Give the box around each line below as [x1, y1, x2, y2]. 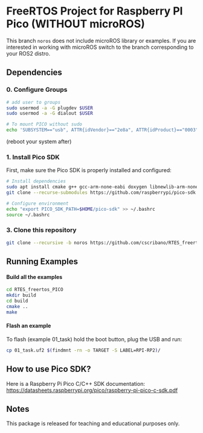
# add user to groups [6, 99, 61, 105]
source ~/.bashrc [6, 211, 50, 218]
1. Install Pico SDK [6, 153, 60, 161]
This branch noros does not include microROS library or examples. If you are [6, 37, 196, 44]
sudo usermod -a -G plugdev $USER [6, 104, 94, 111]
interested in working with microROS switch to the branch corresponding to [6, 43, 195, 51]
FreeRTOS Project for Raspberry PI [6, 4, 183, 18]
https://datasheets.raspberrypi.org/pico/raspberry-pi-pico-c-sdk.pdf [6, 386, 178, 394]
